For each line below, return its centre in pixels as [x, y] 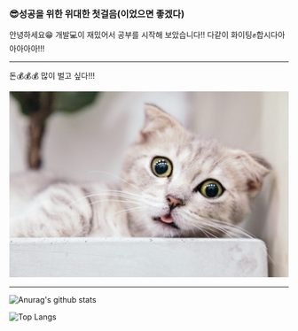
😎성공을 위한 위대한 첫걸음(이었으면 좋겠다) [97, 13]
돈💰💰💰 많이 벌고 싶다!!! [52, 76]
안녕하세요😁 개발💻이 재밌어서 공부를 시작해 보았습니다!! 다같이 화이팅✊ [133, 35]
